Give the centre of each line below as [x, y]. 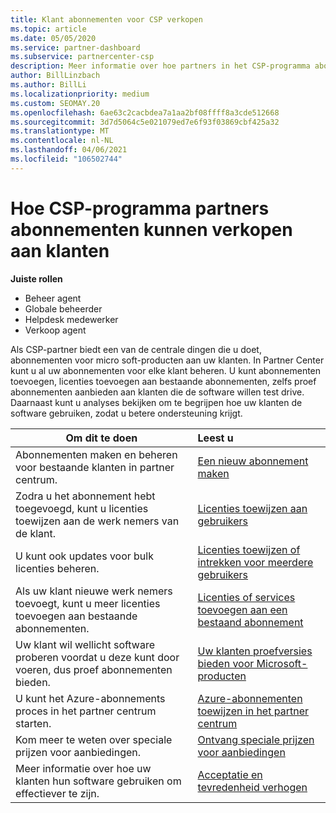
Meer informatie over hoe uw [83, 768]
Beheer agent [53, 298]
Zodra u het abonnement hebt [85, 496]
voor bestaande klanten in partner [95, 467]
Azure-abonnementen [250, 698]
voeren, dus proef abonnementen [94, 669]
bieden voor [226, 663]
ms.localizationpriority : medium [80, 94]
